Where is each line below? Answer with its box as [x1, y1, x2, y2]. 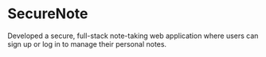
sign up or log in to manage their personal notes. [7, 39, 167, 48]
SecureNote [7, 5, 88, 23]
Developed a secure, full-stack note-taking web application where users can [7, 31, 259, 40]
